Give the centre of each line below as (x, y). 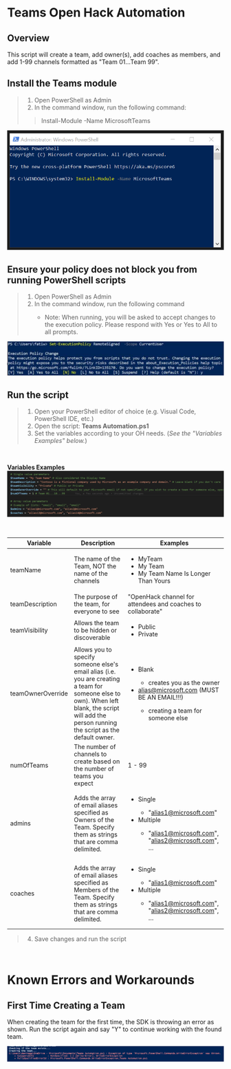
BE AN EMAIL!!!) (161, 697)
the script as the (97, 730)
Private (148, 634)
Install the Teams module (62, 84)
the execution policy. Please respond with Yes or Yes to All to (131, 325)
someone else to (97, 693)
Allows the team (97, 623)
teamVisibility (29, 630)
